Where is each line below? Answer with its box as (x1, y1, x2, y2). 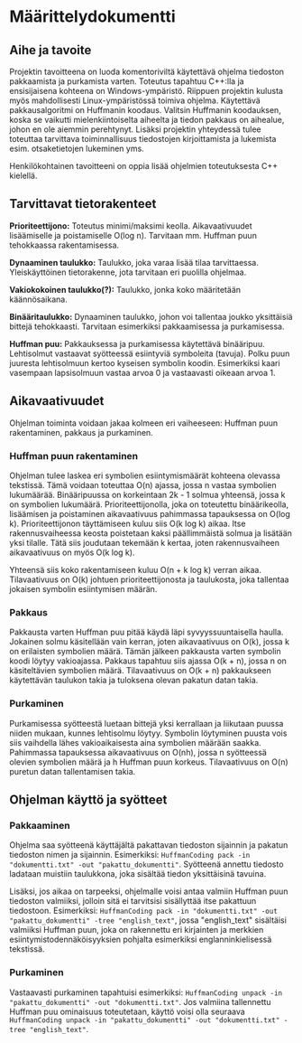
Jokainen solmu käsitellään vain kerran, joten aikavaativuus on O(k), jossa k (9, 636, 290, 647)
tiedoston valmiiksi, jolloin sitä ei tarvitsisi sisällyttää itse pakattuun (9, 896, 257, 907)
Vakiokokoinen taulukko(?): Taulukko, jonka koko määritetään (9, 284, 242, 295)
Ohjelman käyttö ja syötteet (9, 792, 168, 807)
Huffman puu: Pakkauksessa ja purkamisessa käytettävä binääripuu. (9, 338, 265, 349)
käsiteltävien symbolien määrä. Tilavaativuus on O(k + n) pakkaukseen (9, 665, 272, 676)
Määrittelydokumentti (9, 6, 176, 27)
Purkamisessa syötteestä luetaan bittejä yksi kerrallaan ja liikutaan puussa (9, 718, 284, 728)
